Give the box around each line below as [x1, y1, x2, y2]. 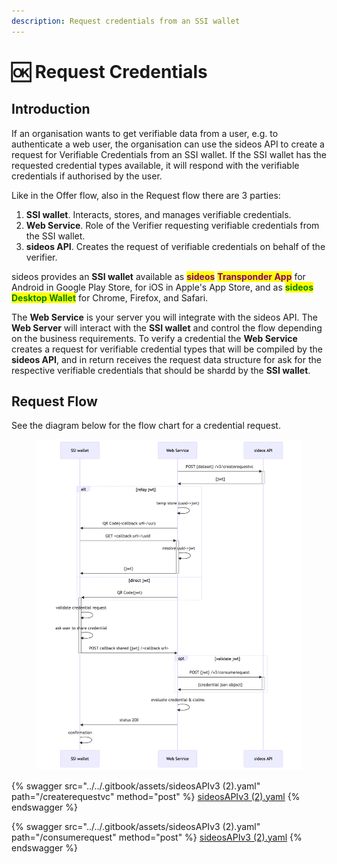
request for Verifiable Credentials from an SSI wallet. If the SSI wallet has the [11, 148, 328, 160]
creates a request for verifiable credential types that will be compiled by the [11, 343, 323, 355]
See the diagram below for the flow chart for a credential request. [11, 420, 281, 432]
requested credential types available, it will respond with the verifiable [11, 159, 300, 171]
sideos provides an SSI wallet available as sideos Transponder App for [11, 270, 306, 282]
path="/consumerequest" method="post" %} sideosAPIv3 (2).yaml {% [11, 831, 303, 843]
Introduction [11, 101, 91, 118]
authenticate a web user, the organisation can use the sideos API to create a [11, 138, 325, 150]
